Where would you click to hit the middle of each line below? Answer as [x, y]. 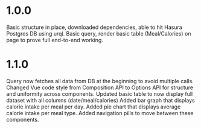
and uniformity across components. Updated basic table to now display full [100, 93]
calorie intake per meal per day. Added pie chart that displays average [94, 107]
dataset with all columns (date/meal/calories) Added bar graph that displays [101, 100]
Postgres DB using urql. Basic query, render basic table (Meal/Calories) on [99, 33]
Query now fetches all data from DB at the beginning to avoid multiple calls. [100, 81]
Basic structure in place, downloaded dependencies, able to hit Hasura [94, 27]
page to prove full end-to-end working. [55, 40]
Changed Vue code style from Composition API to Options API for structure [100, 87]
